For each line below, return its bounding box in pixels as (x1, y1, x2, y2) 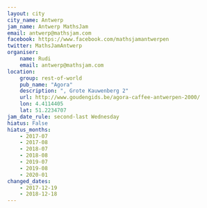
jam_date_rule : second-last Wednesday (7, 113, 119, 120)
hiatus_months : (7, 126, 51, 133)
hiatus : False (7, 119, 49, 127)
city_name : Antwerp (7, 17, 64, 24)
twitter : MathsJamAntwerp (7, 42, 82, 49)
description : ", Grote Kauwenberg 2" (19, 87, 129, 94)
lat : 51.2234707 (19, 107, 67, 114)
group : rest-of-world (19, 74, 82, 82)
